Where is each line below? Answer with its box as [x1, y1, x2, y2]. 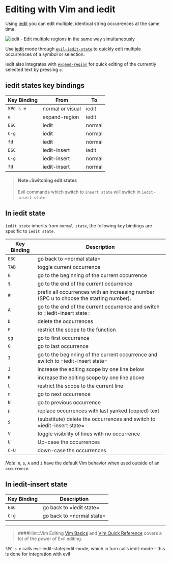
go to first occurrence [37, 334, 90, 341]
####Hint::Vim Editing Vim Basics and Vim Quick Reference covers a [17, 530, 162, 536]
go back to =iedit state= [42, 504, 100, 511]
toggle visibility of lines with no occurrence [37, 430, 140, 437]
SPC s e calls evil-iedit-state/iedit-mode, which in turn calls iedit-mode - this [5, 545, 165, 551]
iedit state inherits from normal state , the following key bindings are [5, 222, 153, 228]
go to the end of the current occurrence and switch [37, 303, 160, 310]
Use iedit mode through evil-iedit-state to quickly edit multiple [5, 45, 141, 52]
